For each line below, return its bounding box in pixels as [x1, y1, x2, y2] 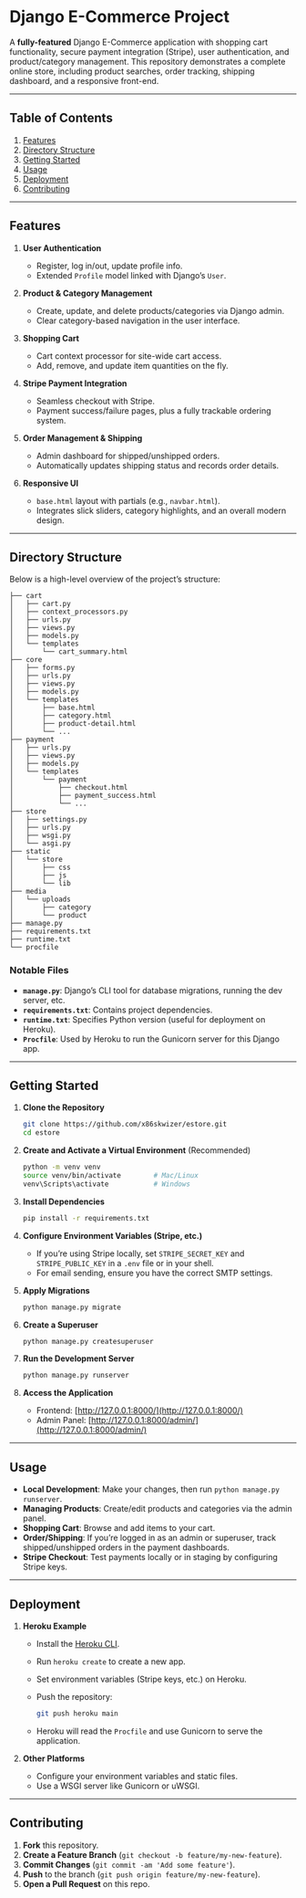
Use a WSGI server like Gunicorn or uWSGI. [36, 1780, 200, 1791]
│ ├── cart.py [9, 600, 71, 609]
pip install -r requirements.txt [22, 1213, 150, 1222]
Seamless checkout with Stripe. [36, 395, 156, 406]
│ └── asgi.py [9, 839, 71, 848]
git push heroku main [36, 1709, 118, 1718]
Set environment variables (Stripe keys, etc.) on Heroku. [36, 1673, 248, 1684]
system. [36, 414, 66, 425]
